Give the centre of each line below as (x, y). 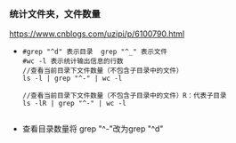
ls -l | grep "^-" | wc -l (72, 79)
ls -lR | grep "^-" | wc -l (74, 104)
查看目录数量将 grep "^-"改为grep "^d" (93, 129)
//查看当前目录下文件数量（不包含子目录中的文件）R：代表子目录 (124, 96)
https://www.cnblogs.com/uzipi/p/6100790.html (97, 34)
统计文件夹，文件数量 (55, 13)
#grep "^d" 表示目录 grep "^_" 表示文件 (94, 52)
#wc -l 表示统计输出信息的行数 (73, 61)
